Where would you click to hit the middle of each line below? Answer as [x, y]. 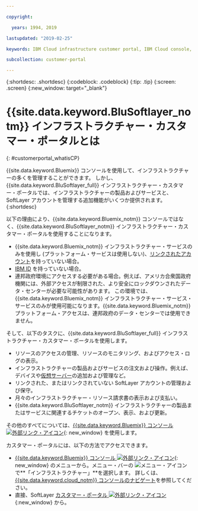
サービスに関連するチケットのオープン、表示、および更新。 [98, 412]
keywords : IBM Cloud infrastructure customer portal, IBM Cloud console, [99, 49]
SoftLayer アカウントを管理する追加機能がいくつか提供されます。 [86, 200]
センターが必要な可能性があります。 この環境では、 [88, 291]
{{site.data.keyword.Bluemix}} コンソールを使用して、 [72, 170]
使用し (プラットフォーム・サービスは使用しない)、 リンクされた [103, 254]
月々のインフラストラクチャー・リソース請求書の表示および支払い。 [98, 398]
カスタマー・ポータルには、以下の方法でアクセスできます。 [79, 445]
